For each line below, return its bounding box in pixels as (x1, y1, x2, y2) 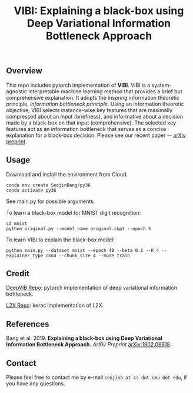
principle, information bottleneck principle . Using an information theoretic (6, 100, 184, 107)
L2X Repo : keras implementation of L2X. (6, 302, 104, 309)
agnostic (6, 87, 28, 95)
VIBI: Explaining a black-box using (14, 4, 184, 18)
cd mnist (6, 220, 28, 227)
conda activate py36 (6, 187, 57, 193)
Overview (6, 66, 43, 76)
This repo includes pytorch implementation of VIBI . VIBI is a (6, 81, 151, 89)
